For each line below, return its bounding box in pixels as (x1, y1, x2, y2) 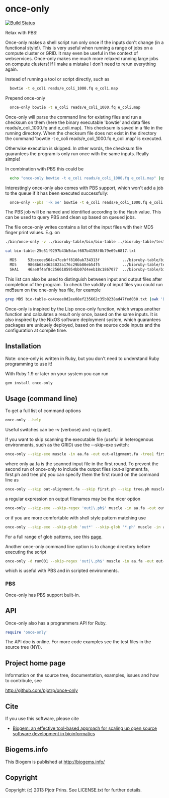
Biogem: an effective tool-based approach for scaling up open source (12, 725, 157, 731)
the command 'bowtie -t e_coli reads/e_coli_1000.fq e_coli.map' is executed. (5, 135, 162, 142)
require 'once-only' (5, 630, 49, 635)
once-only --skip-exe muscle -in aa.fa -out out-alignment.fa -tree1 (5, 452, 154, 457)
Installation (5, 342, 41, 350)
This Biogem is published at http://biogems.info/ (5, 759, 105, 765)
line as (5, 476, 19, 483)
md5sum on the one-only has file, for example (5, 287, 101, 293)
